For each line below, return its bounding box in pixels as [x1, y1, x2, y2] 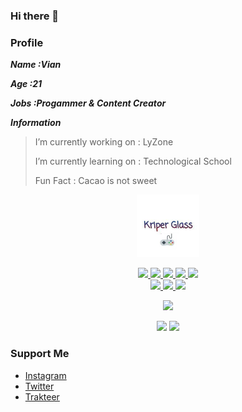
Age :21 [10, 78, 43, 90]
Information [10, 117, 62, 129]
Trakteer [24, 390, 60, 403]
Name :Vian [10, 59, 62, 71]
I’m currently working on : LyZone [34, 136, 174, 148]
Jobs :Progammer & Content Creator [10, 97, 167, 109]
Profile [10, 35, 44, 49]
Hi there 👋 [10, 9, 60, 23]
